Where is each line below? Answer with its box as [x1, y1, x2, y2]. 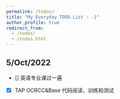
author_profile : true [6, 19, 60, 25]
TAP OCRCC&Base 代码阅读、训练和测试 [14, 87, 115, 94]
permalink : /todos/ [6, 8, 55, 15]
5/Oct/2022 [6, 58, 51, 68]
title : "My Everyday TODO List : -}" [6, 14, 100, 20]
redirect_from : [6, 25, 44, 31]
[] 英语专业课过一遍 [14, 74, 62, 81]
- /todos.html [11, 36, 46, 42]
